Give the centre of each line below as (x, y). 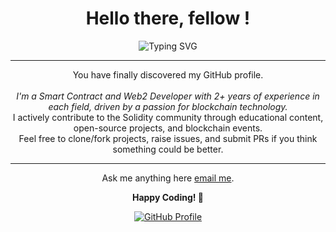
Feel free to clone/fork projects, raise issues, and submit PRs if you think (168, 138)
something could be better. (168, 149)
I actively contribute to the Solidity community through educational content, (168, 117)
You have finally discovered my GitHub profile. (168, 74)
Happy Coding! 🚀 (168, 197)
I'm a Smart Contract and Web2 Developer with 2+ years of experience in (168, 96)
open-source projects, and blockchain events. (168, 128)
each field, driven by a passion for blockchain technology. (168, 106)
